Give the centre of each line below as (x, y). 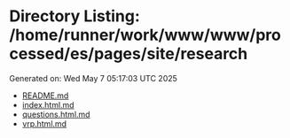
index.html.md (48, 104)
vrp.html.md (44, 123)
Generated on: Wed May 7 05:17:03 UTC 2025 (93, 78)
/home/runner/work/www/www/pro (145, 35)
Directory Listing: (74, 16)
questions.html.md (56, 114)
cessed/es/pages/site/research (129, 54)
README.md (45, 96)
